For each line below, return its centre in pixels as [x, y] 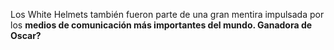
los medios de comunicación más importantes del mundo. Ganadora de [161, 25]
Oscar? [26, 35]
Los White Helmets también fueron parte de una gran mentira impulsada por [167, 14]
